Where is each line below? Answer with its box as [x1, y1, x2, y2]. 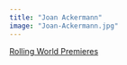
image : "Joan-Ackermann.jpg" [9, 21, 119, 30]
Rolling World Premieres [9, 45, 99, 56]
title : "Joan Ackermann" [9, 12, 103, 22]
